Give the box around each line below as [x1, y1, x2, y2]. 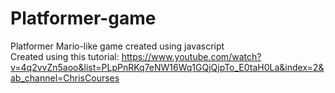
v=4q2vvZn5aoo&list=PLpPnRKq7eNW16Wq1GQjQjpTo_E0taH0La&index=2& [10, 61, 325, 73]
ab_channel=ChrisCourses [10, 72, 120, 84]
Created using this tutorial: [10, 50, 120, 62]
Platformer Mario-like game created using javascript [10, 40, 225, 52]
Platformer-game [10, 7, 157, 30]
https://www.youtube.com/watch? [121, 50, 262, 62]
